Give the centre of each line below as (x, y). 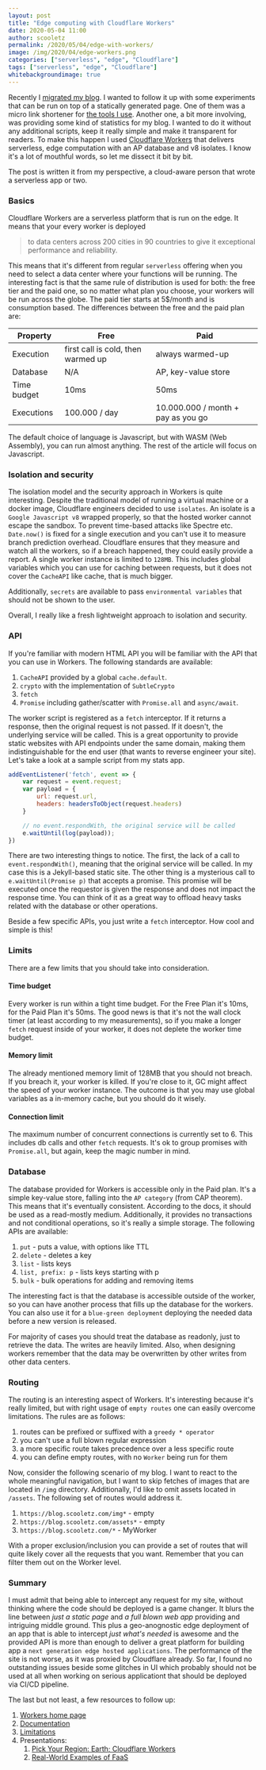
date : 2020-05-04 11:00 (47, 30)
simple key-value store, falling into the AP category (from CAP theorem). (125, 1197)
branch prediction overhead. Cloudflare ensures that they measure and (124, 543)
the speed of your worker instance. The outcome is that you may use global (131, 1090)
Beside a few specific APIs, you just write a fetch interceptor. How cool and (131, 922)
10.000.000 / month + (198, 407)
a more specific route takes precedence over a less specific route (127, 1449)
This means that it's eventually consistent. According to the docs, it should (130, 1206)
